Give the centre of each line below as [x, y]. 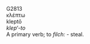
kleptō [14, 21]
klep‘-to [16, 28]
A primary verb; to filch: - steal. [45, 34]
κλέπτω [16, 15]
